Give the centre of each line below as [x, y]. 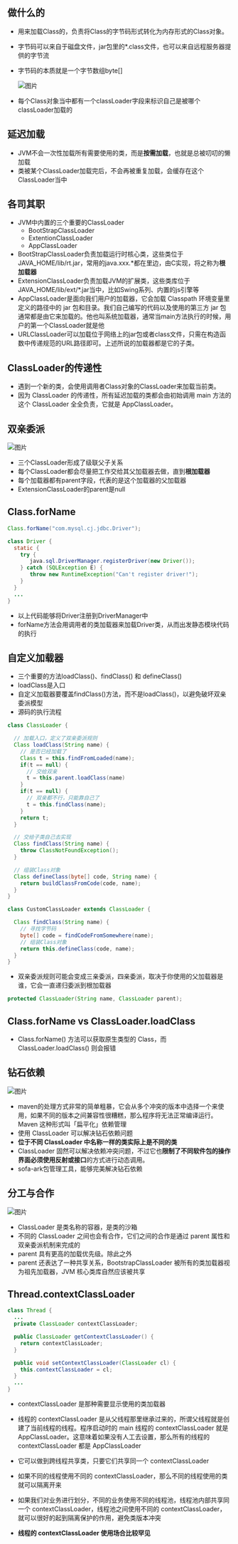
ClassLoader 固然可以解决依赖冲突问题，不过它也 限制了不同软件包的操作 [124, 1151]
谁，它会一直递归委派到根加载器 [64, 985]
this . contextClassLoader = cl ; [66, 1369]
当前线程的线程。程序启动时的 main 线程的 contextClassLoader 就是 [129, 1428]
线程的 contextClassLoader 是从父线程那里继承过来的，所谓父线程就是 [120, 1419]
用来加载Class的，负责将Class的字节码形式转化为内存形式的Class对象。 [123, 31]
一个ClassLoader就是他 [71, 326]
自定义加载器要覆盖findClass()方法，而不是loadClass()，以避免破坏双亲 [122, 694]
